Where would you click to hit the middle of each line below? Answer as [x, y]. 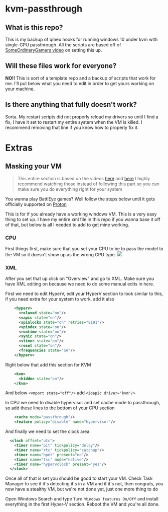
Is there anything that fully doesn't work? [71, 104]
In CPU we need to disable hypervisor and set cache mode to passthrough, [83, 403]
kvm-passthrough [44, 9]
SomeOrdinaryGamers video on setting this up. [54, 50]
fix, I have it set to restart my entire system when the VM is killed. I [74, 122]
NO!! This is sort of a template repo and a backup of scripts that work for [80, 78]
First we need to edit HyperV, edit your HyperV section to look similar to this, [84, 294]
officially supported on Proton [36, 204]
